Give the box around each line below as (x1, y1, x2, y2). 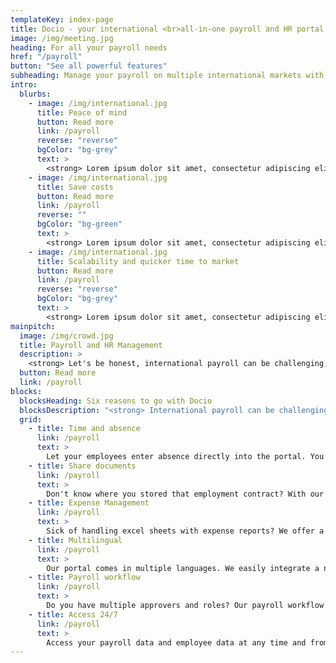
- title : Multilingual (28, 535, 123, 545)
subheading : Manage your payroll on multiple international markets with (10, 71, 325, 81)
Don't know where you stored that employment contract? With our (46, 489, 325, 499)
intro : (10, 80, 38, 90)
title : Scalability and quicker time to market (36, 256, 240, 266)
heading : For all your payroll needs (10, 42, 168, 53)
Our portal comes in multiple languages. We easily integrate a (46, 563, 320, 573)
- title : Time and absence (28, 424, 141, 434)
